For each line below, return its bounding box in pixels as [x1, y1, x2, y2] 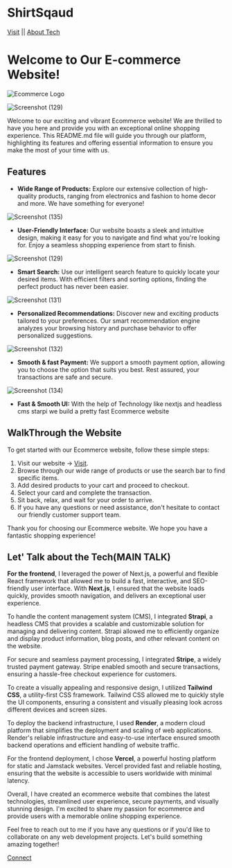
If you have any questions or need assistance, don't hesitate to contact [17, 503, 220, 511]
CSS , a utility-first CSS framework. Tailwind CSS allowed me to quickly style [7, 691, 224, 699]
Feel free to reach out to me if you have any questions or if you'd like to [7, 826, 211, 834]
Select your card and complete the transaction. [17, 488, 152, 497]
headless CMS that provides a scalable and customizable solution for [7, 620, 204, 628]
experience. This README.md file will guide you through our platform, [7, 131, 206, 139]
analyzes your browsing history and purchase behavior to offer [17, 324, 197, 332]
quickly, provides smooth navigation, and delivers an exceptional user [7, 592, 206, 600]
